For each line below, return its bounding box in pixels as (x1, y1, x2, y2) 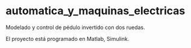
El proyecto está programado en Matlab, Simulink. (5, 35, 130, 42)
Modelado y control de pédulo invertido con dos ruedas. (5, 24, 145, 31)
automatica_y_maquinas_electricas (5, 4, 186, 18)
